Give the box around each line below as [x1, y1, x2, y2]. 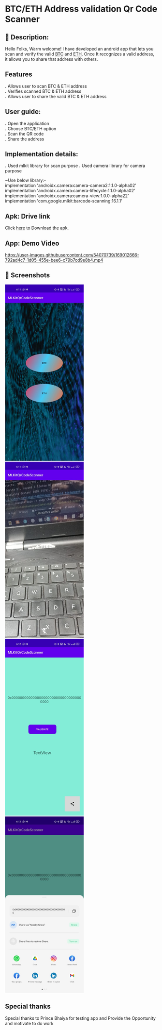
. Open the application [5, 120, 49, 126]
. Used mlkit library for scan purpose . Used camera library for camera [5, 163, 146, 169]
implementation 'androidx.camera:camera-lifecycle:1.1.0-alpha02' [5, 188, 135, 194]
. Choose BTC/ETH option [5, 125, 57, 132]
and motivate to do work [5, 1020, 54, 1026]
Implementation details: [5, 150, 78, 158]
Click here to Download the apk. [5, 225, 69, 231]
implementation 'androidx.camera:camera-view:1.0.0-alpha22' [5, 193, 129, 199]
